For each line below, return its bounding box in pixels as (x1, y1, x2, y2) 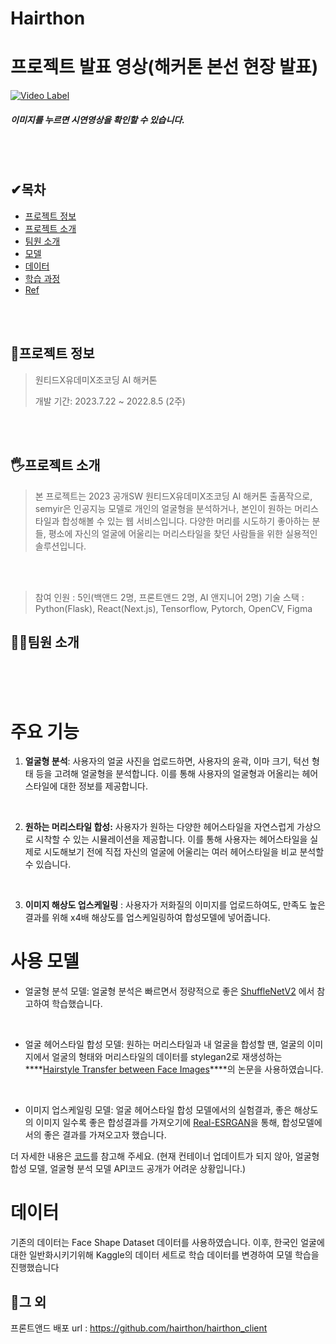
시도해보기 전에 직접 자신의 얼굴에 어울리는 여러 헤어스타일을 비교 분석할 (43, 846, 325, 858)
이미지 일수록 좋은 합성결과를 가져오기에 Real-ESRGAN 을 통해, (35, 1117, 280, 1129)
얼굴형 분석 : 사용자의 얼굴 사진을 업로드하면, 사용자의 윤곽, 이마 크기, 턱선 (24, 755, 310, 767)
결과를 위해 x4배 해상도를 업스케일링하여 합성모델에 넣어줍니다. (24, 912, 271, 924)
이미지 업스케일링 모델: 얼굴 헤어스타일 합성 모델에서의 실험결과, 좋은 (24, 1104, 292, 1116)
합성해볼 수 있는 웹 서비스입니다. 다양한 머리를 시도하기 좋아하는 (61, 515, 310, 527)
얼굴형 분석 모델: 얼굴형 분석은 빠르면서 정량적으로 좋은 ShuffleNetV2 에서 (24, 985, 315, 997)
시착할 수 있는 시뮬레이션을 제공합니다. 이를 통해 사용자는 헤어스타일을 (35, 833, 308, 846)
